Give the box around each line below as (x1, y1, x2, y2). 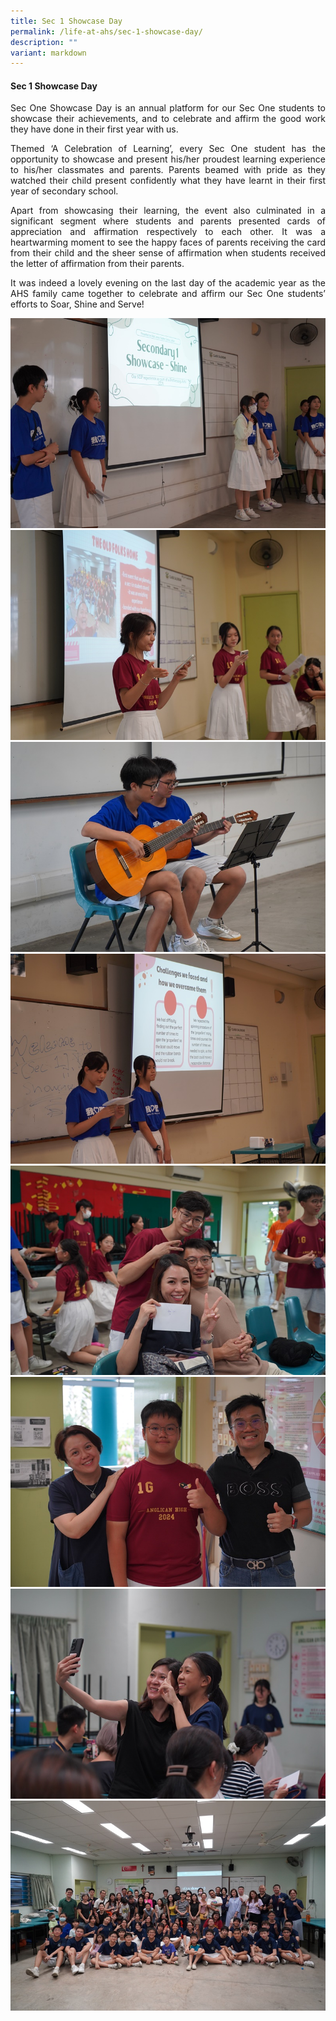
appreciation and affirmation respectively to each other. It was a (10, 226, 326, 238)
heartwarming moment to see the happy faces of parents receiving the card (10, 236, 326, 249)
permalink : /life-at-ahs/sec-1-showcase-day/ (10, 26, 203, 37)
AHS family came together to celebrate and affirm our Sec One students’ (10, 288, 326, 300)
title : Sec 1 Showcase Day (10, 16, 123, 26)
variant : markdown (10, 48, 87, 58)
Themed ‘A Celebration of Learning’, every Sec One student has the (10, 143, 326, 155)
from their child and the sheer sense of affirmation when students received (10, 247, 326, 259)
